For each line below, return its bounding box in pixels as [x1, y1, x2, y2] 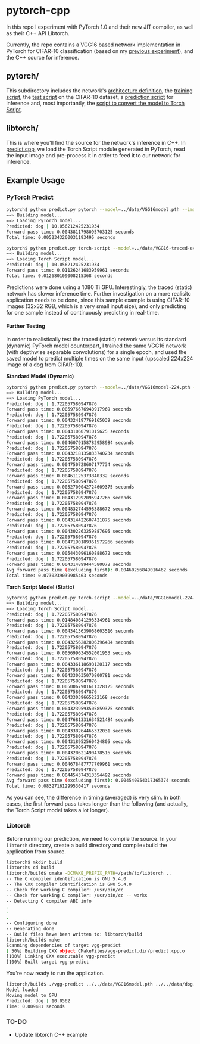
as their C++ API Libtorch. [6, 29, 70, 36]
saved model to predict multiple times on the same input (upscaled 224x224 [6, 355, 193, 362]
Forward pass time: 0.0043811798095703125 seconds [6, 229, 135, 235]
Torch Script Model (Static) [6, 583, 74, 591]
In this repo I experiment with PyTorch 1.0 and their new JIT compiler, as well [6, 23, 194, 30]
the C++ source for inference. [6, 54, 79, 61]
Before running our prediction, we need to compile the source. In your [6, 835, 177, 842]
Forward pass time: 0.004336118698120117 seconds [6, 661, 132, 667]
